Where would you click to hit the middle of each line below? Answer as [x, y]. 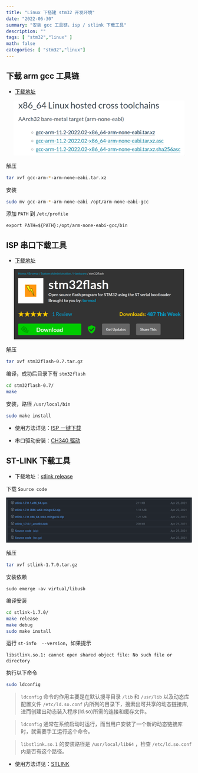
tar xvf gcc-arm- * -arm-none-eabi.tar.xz [57, 177]
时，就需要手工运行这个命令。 [57, 732]
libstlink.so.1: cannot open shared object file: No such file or [89, 655]
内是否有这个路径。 [44, 752]
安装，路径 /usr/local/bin [38, 404]
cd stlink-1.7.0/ [27, 612]
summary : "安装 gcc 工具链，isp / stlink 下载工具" [66, 25]
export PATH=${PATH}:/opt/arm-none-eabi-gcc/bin [67, 226]
